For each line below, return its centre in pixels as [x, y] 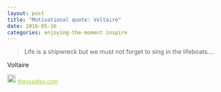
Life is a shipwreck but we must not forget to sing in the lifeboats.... [119, 52]
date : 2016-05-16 [32, 26]
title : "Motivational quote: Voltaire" [64, 20]
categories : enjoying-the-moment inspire [67, 32]
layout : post [26, 13]
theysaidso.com [38, 81]
